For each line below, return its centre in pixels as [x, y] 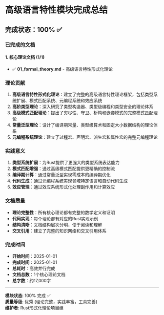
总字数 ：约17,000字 [31, 280]
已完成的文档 [20, 44]
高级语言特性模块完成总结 [57, 10]
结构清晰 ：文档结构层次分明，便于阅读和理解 [57, 225]
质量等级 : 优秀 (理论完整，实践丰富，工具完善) [51, 301]
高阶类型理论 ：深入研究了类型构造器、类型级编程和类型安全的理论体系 [83, 106]
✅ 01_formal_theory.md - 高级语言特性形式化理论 [62, 69]
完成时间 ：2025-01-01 [34, 262]
